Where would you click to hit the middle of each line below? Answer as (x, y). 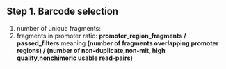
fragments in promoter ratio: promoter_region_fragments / (101, 36)
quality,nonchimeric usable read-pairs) (75, 58)
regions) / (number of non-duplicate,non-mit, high (91, 50)
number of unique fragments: (59, 28)
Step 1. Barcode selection (63, 11)
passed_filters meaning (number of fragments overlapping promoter (118, 43)
